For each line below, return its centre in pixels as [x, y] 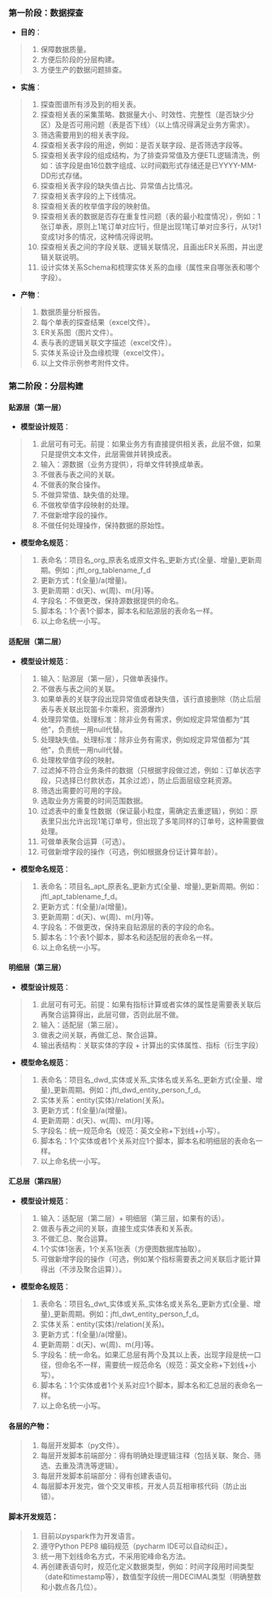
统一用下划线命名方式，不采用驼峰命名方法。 [115, 1557]
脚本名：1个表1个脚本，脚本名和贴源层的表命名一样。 [129, 611]
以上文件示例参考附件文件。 [87, 363]
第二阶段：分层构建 [46, 386]
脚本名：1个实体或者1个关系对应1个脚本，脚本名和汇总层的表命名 [148, 1386]
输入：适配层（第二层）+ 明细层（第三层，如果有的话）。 [134, 1219]
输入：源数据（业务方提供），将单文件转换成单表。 [124, 464]
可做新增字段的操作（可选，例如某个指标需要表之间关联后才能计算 [151, 1259]
